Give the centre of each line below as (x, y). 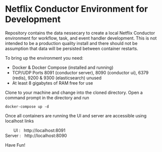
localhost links (20, 121)
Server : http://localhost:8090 (36, 135)
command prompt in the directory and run (47, 98)
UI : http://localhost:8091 (40, 130)
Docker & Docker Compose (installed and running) (63, 67)
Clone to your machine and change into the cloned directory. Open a (74, 92)
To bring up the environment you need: (44, 58)
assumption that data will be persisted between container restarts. (71, 48)
